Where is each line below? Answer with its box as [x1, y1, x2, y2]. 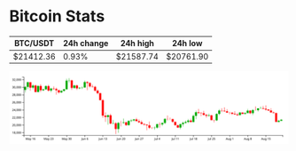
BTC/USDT [14, 38, 55, 49]
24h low [171, 38, 203, 49]
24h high [120, 38, 155, 49]
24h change [63, 38, 109, 49]
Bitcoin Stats [9, 6, 105, 27]
